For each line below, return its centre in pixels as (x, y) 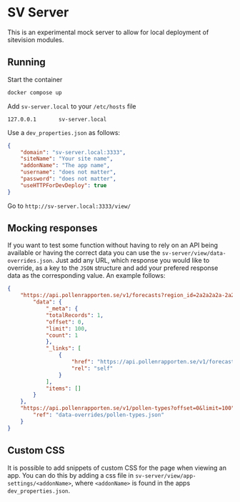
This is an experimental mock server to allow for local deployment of (108, 32)
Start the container (35, 79)
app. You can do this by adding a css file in (71, 475)
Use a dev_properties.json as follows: (64, 132)
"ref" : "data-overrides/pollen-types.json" (99, 415)
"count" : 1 (62, 335)
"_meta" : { (62, 309)
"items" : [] (63, 388)
